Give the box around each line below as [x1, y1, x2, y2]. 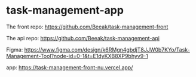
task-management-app [6, 4, 124, 17]
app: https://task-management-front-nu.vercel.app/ [6, 63, 133, 71]
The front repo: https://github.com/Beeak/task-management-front [6, 23, 169, 30]
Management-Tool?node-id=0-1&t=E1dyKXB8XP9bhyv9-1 [6, 52, 148, 59]
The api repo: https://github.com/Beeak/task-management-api [6, 34, 160, 41]
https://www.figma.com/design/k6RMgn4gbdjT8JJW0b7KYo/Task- [24, 46, 190, 53]
